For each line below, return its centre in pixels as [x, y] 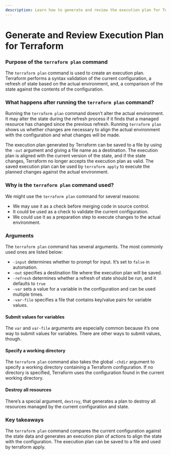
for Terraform [34, 46]
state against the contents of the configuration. [54, 89]
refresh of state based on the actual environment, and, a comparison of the [84, 84]
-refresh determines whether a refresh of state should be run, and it [84, 278]
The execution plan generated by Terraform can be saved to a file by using [83, 145]
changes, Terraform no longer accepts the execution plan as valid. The [79, 161]
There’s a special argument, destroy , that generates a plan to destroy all [81, 401]
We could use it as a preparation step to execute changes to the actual [87, 217]
